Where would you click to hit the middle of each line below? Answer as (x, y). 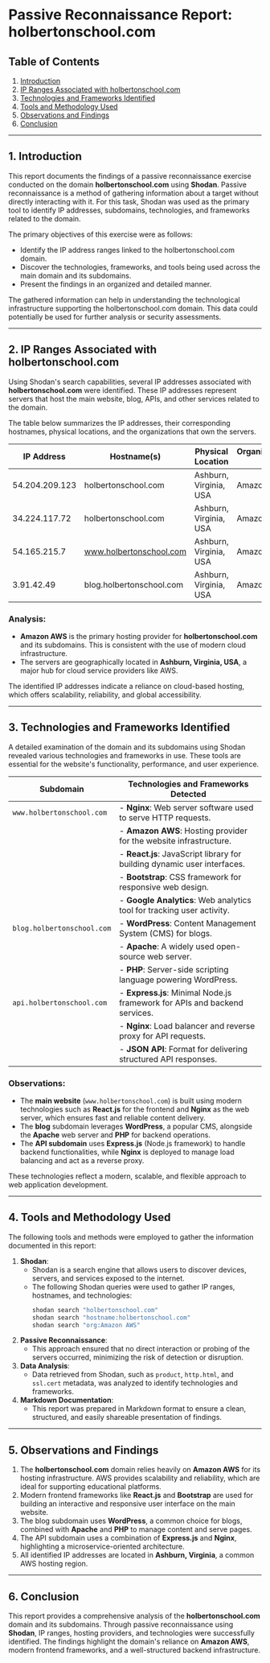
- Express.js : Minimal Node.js (176, 992)
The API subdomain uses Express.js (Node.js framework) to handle (133, 1144)
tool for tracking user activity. (175, 910)
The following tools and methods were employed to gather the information (131, 1236)
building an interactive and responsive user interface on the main (127, 1504)
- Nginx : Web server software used (186, 807)
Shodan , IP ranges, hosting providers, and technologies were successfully (132, 1633)
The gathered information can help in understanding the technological (124, 299)
